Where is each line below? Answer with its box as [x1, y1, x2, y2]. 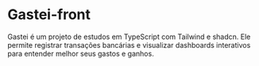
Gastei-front [7, 6, 91, 24]
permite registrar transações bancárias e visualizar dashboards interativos [7, 40, 251, 49]
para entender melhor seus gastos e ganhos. [7, 49, 154, 58]
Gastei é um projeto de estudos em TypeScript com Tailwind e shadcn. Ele [7, 32, 251, 41]
